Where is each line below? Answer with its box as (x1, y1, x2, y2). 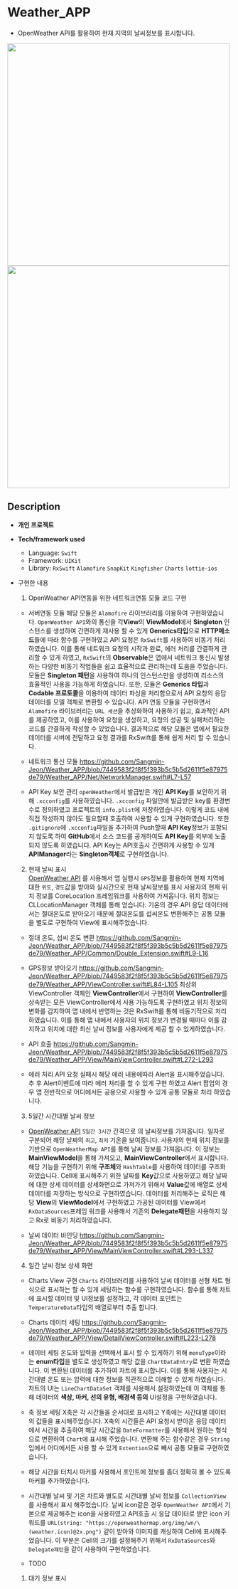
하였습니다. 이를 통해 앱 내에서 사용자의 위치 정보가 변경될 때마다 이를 (28, 1015, 220, 1024)
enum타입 (36, 1357, 65, 1366)
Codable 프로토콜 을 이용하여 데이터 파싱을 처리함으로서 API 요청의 (28, 688, 213, 697)
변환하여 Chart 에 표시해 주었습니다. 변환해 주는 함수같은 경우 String (41, 1435, 230, 1443)
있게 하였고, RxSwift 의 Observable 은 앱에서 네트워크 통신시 (49, 653, 217, 662)
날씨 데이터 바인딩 (28, 1230, 78, 1239)
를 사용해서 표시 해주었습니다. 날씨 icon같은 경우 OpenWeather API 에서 (28, 1500, 224, 1509)
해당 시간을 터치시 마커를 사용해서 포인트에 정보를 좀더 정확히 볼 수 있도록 (28, 1467, 232, 1476)
